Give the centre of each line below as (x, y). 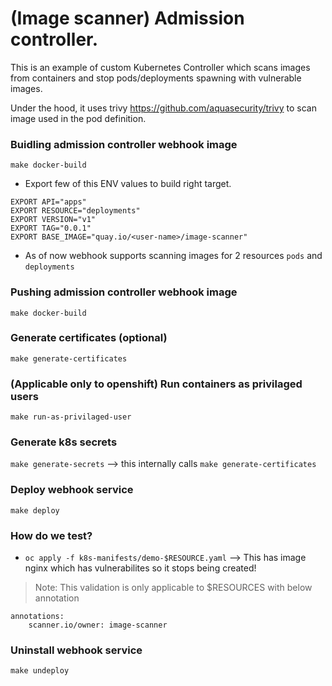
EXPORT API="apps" (48, 202)
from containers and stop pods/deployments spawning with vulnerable (156, 78)
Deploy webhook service (72, 490)
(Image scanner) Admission (127, 18)
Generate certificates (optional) (89, 338)
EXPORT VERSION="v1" (53, 220)
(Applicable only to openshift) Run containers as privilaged (156, 384)
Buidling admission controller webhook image (124, 144)
